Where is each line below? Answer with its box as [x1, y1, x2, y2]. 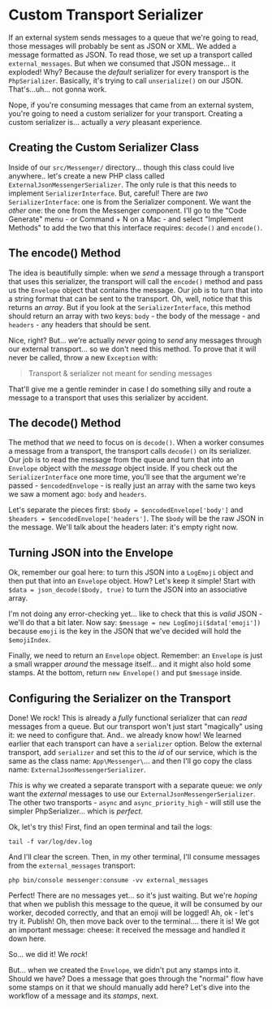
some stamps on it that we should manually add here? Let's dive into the [8, 982, 250, 992]
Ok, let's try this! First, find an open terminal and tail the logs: [8, 822, 213, 831]
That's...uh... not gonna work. [8, 84, 107, 94]
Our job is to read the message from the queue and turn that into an [8, 455, 235, 464]
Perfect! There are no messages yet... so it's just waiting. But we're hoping [8, 890, 258, 900]
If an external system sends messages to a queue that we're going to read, [8, 32, 259, 42]
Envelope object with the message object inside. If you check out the [8, 464, 238, 473]
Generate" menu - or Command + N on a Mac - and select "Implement [8, 213, 244, 224]
